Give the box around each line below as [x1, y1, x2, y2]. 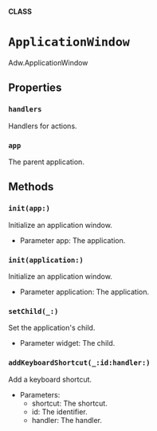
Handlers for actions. [8, 121, 77, 131]
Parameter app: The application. [19, 235, 126, 245]
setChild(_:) [8, 307, 59, 315]
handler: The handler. [31, 415, 102, 425]
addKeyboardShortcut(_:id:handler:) [8, 359, 151, 367]
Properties [8, 81, 62, 95]
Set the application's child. [8, 323, 96, 333]
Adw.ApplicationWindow [8, 57, 88, 67]
